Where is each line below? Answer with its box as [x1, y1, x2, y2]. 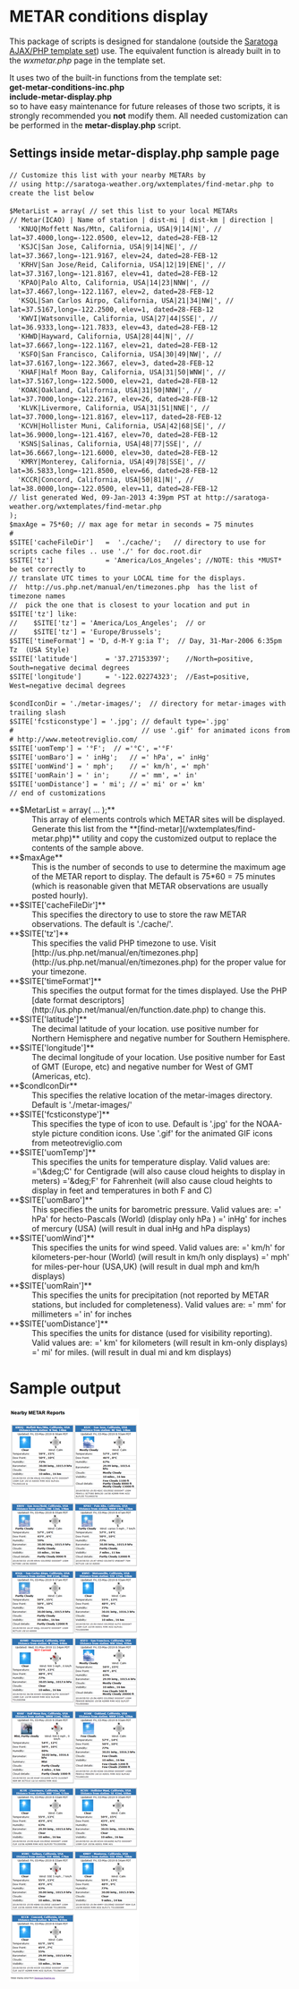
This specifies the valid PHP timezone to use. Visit [31, 938, 217, 948]
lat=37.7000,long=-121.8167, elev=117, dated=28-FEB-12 [9, 412, 222, 422]
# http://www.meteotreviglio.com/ [9, 734, 139, 744]
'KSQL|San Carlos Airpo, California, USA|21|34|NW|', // [17, 296, 235, 305]
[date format [31, 994, 78, 1005]
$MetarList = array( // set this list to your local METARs [9, 206, 239, 216]
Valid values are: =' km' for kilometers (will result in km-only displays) [31, 1337, 288, 1348]
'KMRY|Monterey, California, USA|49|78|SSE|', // [17, 457, 206, 467]
